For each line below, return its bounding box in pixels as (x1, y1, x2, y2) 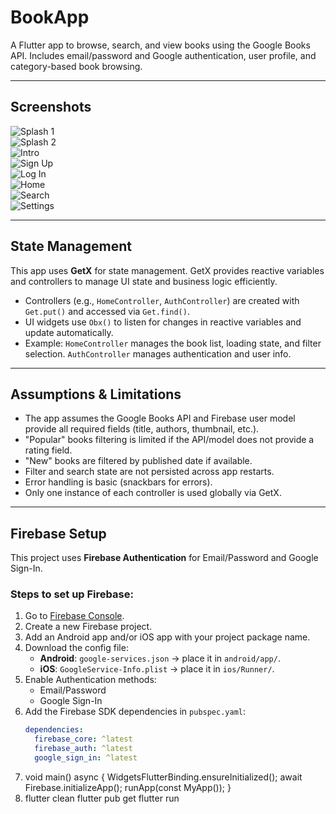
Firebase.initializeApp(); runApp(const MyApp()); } (24, 781, 232, 793)
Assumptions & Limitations (10, 386, 182, 403)
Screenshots (10, 99, 92, 116)
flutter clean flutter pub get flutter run (24, 792, 180, 804)
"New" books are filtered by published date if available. (24, 455, 253, 467)
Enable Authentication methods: (24, 674, 157, 686)
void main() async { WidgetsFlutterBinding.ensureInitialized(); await (24, 771, 303, 783)
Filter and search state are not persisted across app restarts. (24, 466, 275, 478)
